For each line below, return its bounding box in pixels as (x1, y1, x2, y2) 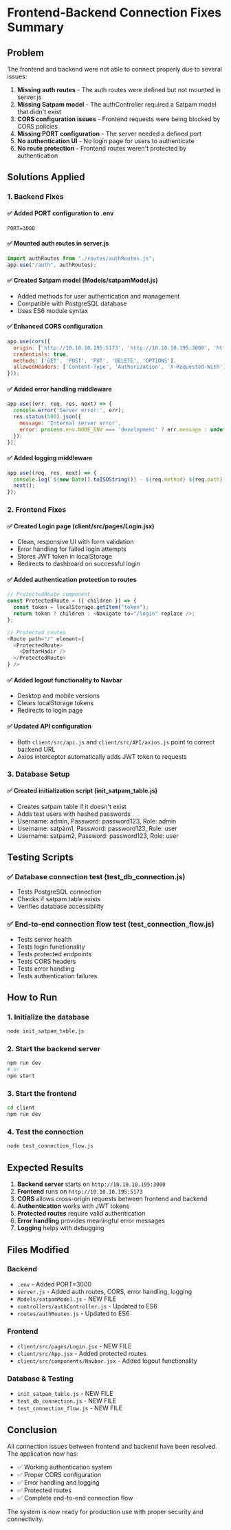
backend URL (16, 745, 56, 753)
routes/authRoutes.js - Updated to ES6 (16, 1309, 130, 1317)
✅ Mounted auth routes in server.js (7, 239, 109, 248)
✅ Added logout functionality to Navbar (7, 676, 122, 684)
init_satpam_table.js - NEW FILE (16, 1390, 113, 1398)
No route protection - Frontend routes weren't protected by (16, 144, 187, 152)
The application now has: (7, 1450, 79, 1458)
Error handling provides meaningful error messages (16, 1216, 165, 1225)
